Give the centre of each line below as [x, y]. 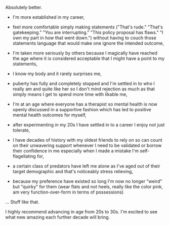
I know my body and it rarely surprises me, [57, 74]
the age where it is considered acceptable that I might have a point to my [89, 58]
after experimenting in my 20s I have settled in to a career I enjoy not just [89, 125]
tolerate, [21, 130]
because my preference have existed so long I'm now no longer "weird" [87, 181]
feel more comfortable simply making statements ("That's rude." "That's [88, 27]
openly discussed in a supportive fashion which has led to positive [82, 109]
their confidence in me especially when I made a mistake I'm [76, 151]
